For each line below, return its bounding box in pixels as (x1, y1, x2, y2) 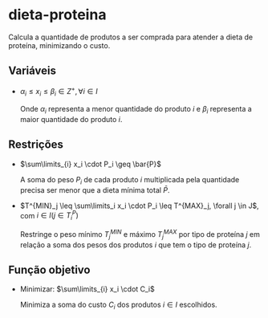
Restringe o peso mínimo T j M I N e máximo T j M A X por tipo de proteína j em (19, 228, 261, 241)
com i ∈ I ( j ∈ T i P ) (19, 209, 79, 222)
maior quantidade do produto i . (19, 115, 123, 124)
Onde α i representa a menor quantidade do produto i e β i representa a (19, 104, 253, 116)
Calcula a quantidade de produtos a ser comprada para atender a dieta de (8, 32, 254, 42)
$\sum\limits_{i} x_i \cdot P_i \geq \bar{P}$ (19, 159, 162, 169)
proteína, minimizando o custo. (8, 40, 111, 50)
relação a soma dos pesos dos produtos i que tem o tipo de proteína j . (19, 239, 252, 250)
